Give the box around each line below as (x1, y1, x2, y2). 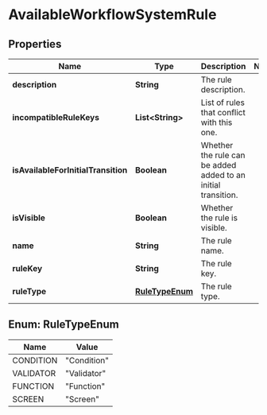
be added (200, 160, 237, 170)
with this (200, 117, 233, 128)
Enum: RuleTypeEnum (8, 318, 119, 332)
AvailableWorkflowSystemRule (8, 6, 217, 24)
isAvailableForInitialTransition (12, 165, 128, 176)
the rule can (200, 149, 246, 161)
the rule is (200, 212, 238, 223)
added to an (200, 169, 246, 180)
